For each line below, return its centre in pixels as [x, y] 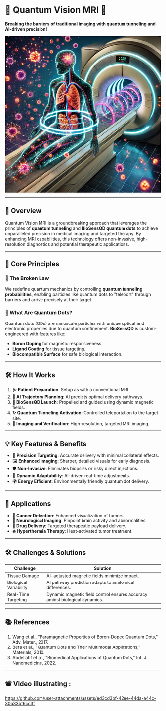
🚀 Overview [23, 211]
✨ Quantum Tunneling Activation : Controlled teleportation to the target [85, 413]
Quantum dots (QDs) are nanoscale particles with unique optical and [75, 323]
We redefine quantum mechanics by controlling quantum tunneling [74, 289]
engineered [17, 334]
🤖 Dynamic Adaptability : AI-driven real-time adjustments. [71, 476]
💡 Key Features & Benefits [46, 444]
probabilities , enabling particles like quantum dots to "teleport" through [78, 294]
